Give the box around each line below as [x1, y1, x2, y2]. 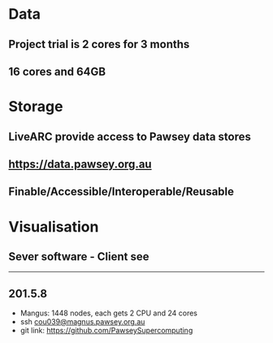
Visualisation [8, 217, 99, 236]
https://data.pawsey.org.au [8, 157, 152, 171]
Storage [8, 98, 63, 116]
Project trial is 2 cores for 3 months [8, 37, 190, 51]
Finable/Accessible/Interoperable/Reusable [8, 185, 234, 199]
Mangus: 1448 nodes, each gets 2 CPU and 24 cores [19, 308, 197, 318]
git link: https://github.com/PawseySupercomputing [19, 326, 193, 336]
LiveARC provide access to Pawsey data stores [8, 129, 252, 143]
